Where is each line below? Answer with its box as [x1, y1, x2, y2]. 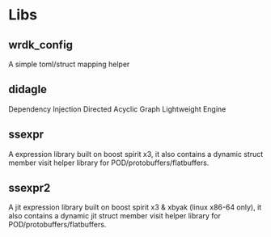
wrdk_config [8, 38, 74, 52]
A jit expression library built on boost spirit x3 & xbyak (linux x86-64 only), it [8, 202, 262, 212]
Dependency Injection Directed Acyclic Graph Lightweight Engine [8, 104, 227, 114]
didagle [8, 83, 47, 96]
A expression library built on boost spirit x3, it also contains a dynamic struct [8, 149, 264, 159]
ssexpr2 [8, 181, 51, 195]
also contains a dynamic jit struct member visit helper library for [8, 211, 221, 221]
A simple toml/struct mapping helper [8, 59, 130, 69]
